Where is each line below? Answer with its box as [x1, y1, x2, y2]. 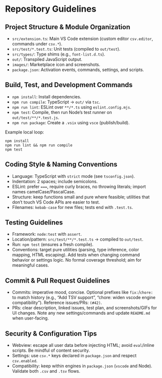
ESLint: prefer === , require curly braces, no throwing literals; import [12, 184, 146, 189]
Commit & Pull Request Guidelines [5, 276, 110, 284]
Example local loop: [5, 129, 45, 135]
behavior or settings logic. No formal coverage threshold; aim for [12, 257, 142, 263]
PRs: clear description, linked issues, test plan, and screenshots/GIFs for [12, 305, 157, 311]
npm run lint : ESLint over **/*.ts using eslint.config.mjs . [12, 104, 131, 110]
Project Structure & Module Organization [5, 23, 130, 31]
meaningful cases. [12, 262, 49, 268]
